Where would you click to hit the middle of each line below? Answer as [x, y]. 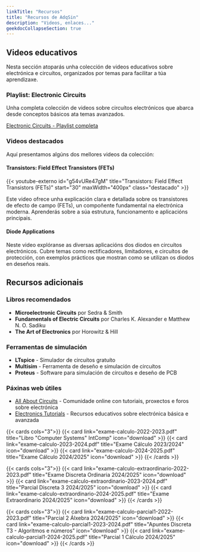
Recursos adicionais [45, 283]
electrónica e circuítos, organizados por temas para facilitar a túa [86, 73]
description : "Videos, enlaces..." [50, 23]
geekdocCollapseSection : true [44, 28]
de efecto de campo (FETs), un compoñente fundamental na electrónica [95, 205]
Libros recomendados [39, 300]
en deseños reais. [28, 264]
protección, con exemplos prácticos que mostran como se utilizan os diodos [100, 258]
